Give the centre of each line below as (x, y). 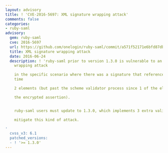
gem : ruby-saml (25, 38)
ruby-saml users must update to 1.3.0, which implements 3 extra (84, 110)
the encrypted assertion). (42, 97)
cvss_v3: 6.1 (23, 133)
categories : (17, 24)
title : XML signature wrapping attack (50, 51)
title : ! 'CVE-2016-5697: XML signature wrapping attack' (67, 14)
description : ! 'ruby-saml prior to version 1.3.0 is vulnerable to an (86, 61)
